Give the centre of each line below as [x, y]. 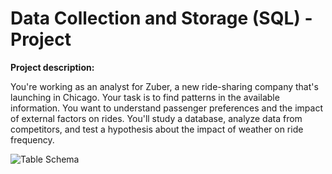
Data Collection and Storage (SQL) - [161, 18]
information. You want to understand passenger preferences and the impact [167, 108]
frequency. [32, 139]
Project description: [52, 67]
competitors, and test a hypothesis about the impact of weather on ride [157, 129]
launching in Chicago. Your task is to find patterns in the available [145, 97]
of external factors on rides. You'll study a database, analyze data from [156, 118]
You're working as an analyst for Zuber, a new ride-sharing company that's [164, 86]
